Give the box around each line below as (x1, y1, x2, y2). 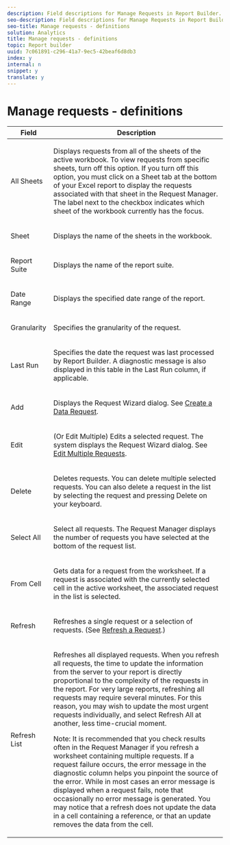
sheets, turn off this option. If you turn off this (53, 164, 199, 173)
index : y (7, 55, 32, 62)
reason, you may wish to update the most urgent (53, 702, 209, 711)
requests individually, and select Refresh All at (53, 710, 202, 720)
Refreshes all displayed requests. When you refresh (53, 650, 219, 660)
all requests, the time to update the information (53, 659, 204, 668)
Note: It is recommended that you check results (53, 734, 206, 744)
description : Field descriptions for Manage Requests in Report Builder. (7, 10, 222, 17)
